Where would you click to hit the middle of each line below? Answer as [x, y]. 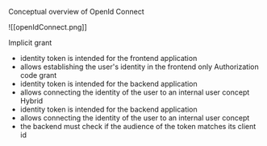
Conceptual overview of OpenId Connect [77, 12]
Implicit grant [30, 43]
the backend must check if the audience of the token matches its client [138, 126]
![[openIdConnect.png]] [48, 27]
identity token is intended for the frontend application [108, 58]
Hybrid [31, 101]
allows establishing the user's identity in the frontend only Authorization [140, 67]
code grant [38, 75]
